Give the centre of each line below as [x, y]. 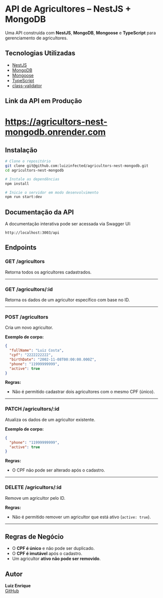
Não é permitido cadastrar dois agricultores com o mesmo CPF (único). [83, 392]
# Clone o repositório [28, 162]
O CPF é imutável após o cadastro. [47, 554]
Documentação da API [40, 212]
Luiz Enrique [18, 586]
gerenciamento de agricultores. [36, 38]
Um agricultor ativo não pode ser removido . [56, 559]
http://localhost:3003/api [32, 233]
